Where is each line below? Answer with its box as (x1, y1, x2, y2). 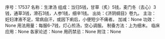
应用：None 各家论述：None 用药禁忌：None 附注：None (5, 29, 121, 34)
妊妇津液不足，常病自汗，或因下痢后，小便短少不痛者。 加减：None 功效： (5, 17, 156, 22)
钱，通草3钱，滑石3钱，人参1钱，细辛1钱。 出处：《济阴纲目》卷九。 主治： (5, 10, 156, 16)
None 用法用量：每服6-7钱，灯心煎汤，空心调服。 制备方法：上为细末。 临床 (5, 22, 160, 28)
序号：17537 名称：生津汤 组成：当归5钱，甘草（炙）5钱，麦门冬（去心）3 (5, 4, 156, 10)
